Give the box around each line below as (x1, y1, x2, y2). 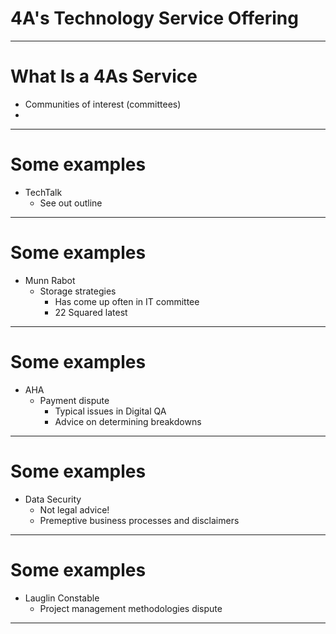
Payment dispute (39, 394, 110, 406)
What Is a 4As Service (10, 65, 198, 88)
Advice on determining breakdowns (54, 415, 202, 427)
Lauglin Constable (24, 592, 100, 604)
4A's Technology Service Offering (10, 7, 299, 30)
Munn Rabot (24, 274, 76, 286)
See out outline (39, 197, 103, 209)
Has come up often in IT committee (54, 295, 200, 307)
